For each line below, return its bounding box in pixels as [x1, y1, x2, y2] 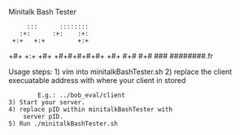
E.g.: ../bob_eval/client [37, 91, 126, 99]
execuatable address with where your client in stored [8, 76, 186, 85]
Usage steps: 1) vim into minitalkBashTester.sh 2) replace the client [8, 67, 233, 76]
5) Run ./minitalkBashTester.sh [8, 120, 118, 128]
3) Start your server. [8, 98, 85, 107]
